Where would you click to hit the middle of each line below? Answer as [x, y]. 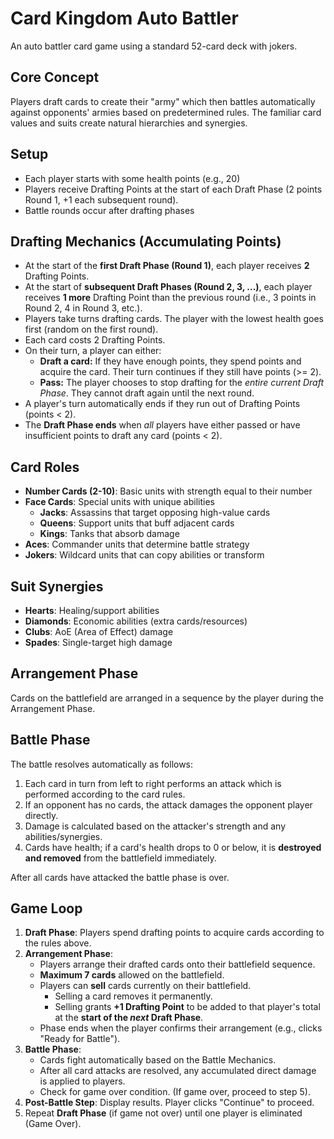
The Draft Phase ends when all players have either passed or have [162, 425]
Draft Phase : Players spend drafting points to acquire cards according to [174, 933]
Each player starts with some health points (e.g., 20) [132, 178]
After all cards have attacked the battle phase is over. [120, 877]
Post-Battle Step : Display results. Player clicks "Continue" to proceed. [169, 1103]
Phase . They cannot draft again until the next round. [147, 393]
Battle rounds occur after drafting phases [109, 210]
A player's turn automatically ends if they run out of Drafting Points [162, 404]
